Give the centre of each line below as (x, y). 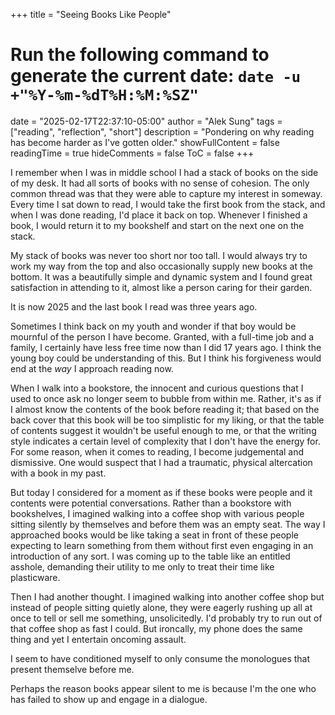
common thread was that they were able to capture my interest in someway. (166, 193)
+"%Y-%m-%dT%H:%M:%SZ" (104, 95)
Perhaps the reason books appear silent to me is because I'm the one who (163, 688)
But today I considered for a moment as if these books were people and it (161, 492)
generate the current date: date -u (156, 76)
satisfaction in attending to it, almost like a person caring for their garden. (161, 287)
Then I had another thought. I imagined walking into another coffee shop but (167, 596)
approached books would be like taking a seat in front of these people (154, 535)
